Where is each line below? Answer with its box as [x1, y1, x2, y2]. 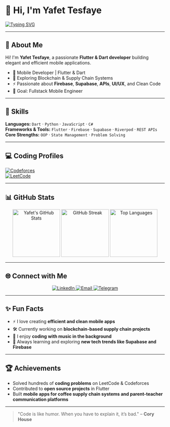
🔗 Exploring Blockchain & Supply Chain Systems [12, 75, 113, 81]
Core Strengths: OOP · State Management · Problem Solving [5, 131, 125, 137]
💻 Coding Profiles [5, 152, 64, 160]
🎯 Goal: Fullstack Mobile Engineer [12, 88, 83, 94]
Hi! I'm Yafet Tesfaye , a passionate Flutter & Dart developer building [5, 54, 149, 60]
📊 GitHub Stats [5, 193, 55, 202]
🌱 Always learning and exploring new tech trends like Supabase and [12, 338, 157, 344]
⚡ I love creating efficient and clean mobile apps [12, 318, 115, 324]
